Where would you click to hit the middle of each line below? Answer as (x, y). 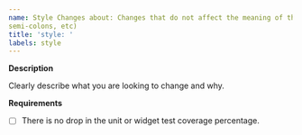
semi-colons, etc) (43, 26)
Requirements (36, 103)
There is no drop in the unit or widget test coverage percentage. (141, 121)
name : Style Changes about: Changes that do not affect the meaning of (146, 18)
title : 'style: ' (41, 34)
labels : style (35, 43)
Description (31, 68)
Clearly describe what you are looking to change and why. (116, 85)
